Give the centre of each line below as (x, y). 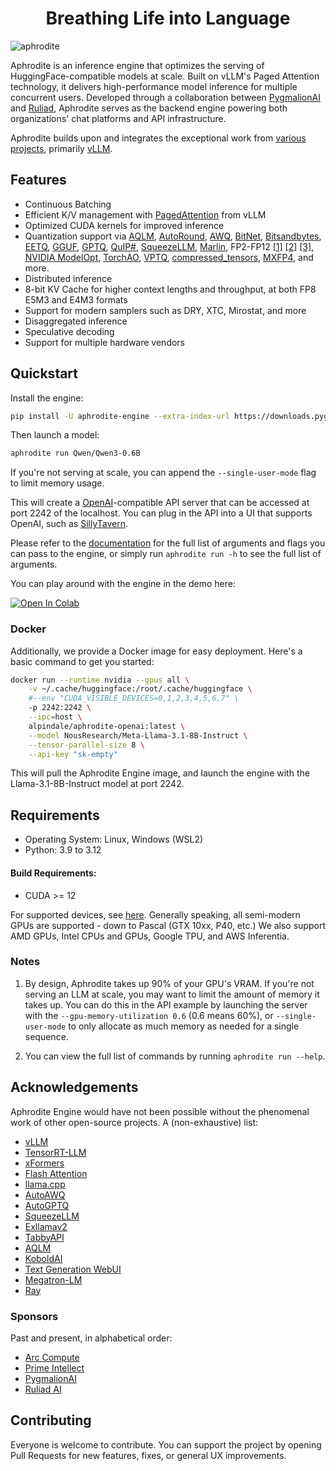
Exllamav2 (46, 1226)
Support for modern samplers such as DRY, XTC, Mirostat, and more (165, 310)
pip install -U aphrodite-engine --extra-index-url (120, 416)
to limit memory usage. (57, 483)
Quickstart (44, 373)
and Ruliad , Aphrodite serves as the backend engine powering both (149, 108)
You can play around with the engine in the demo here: (123, 584)
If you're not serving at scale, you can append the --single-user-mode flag (163, 473)
